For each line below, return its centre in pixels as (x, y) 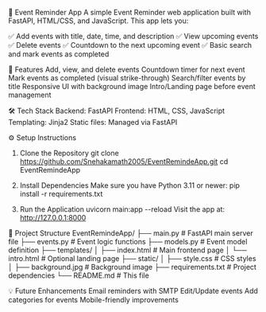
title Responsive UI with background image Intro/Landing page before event (132, 86)
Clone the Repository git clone (69, 153)
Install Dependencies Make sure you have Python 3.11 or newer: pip (130, 185)
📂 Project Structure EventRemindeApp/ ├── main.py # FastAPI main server (131, 233)
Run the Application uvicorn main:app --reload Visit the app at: (122, 209)
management (30, 95)
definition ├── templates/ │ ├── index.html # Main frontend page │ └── (128, 250)
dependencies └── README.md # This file (79, 275)
